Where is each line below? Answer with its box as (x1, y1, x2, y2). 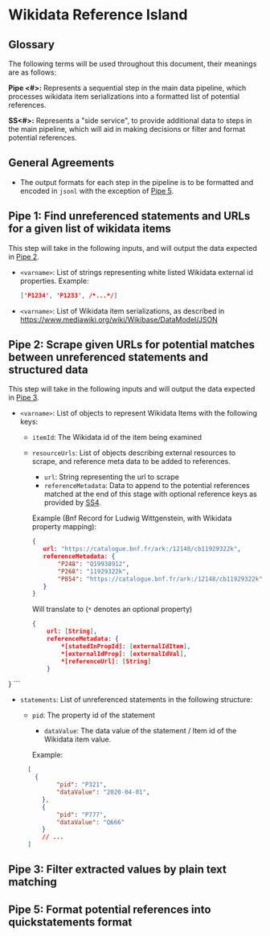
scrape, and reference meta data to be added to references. (31, 457, 231, 466)
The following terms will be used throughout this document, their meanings (8, 59, 257, 68)
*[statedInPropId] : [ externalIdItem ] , (60, 642, 191, 651)
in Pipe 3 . (8, 392, 39, 403)
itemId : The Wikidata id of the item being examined (31, 433, 202, 442)
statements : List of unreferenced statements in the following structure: (19, 695, 253, 704)
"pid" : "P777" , (55, 811, 107, 819)
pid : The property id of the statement (31, 710, 155, 720)
